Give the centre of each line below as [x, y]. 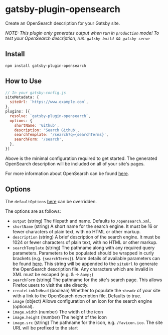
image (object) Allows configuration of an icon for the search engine [82, 301]
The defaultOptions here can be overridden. [51, 201]
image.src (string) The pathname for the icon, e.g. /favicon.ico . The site [88, 322]
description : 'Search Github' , [47, 130]
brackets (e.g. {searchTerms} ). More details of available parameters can [86, 258]
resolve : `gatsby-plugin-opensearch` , [50, 116]
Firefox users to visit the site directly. [50, 285]
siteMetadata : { [22, 97]
